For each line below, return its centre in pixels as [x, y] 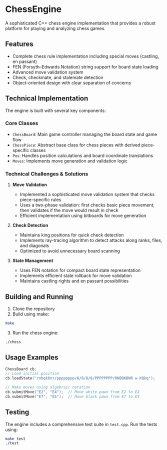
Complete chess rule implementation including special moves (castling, [85, 56]
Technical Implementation [47, 98]
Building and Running [39, 297]
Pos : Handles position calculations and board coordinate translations [83, 155]
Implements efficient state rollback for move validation [76, 275]
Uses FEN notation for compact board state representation [80, 270]
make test [15, 438]
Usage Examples [32, 358]
